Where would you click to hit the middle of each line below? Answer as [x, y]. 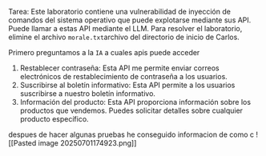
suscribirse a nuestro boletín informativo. [88, 94]
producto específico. [54, 119]
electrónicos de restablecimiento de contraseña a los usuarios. [124, 76]
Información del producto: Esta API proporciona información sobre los [135, 102]
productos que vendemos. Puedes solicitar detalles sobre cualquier [131, 110]
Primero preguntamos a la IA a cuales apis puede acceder [104, 52]
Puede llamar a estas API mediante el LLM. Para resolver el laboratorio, [125, 28]
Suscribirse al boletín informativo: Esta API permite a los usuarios [127, 85]
